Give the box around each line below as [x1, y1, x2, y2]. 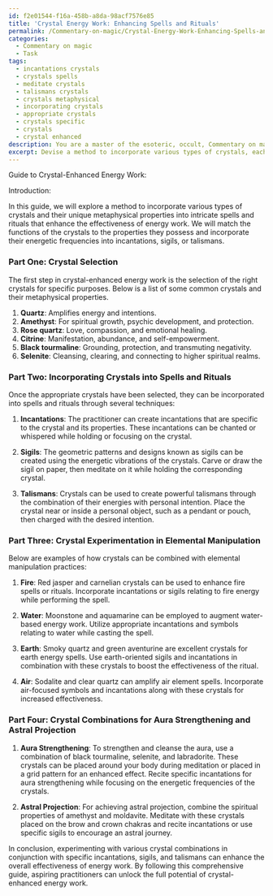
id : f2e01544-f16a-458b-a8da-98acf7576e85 [8, 11, 154, 20]
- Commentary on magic [15, 42, 93, 50]
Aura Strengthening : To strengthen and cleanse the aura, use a [19, 742, 234, 752]
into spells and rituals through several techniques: [8, 398, 175, 408]
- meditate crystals [15, 80, 85, 88]
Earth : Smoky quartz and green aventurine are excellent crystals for [19, 643, 248, 654]
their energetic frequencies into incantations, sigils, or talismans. [8, 236, 225, 246]
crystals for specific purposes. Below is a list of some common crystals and [8, 284, 262, 293]
